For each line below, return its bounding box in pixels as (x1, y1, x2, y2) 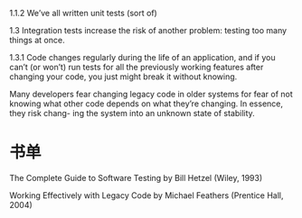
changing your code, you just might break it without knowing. (9, 71, 238, 82)
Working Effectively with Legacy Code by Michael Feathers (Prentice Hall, (9, 189, 284, 201)
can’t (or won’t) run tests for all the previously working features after (9, 62, 264, 72)
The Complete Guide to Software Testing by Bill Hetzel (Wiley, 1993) (9, 172, 263, 183)
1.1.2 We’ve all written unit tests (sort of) (9, 8, 158, 18)
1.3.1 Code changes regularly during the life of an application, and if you (9, 52, 276, 62)
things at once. (9, 35, 65, 45)
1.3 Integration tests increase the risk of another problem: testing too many (9, 25, 288, 35)
